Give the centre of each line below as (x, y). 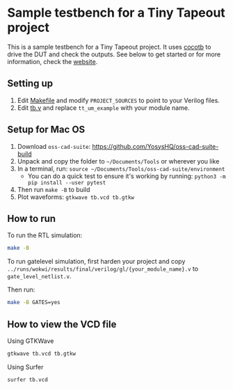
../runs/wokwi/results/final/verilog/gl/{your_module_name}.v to (103, 269)
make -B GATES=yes (34, 303)
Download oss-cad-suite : (54, 146)
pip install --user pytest (67, 182)
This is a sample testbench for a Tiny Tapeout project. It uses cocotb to (109, 47)
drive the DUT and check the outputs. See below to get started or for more (114, 54)
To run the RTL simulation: (45, 235)
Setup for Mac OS (46, 130)
